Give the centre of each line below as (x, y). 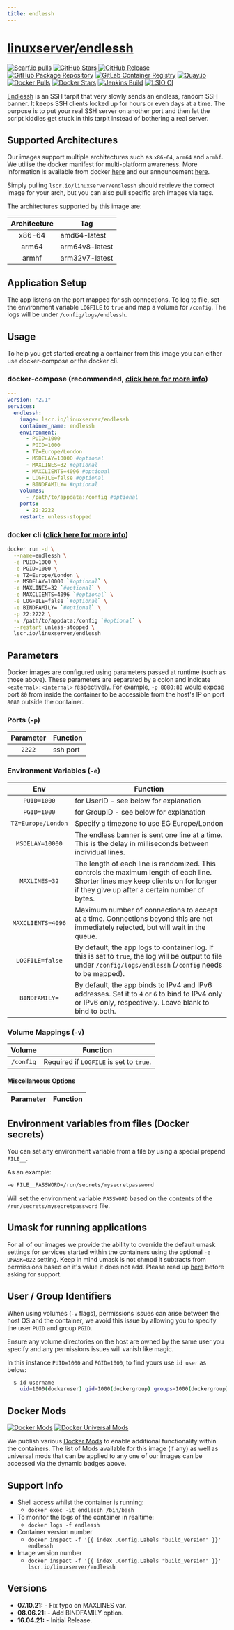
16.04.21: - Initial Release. (55, 1620)
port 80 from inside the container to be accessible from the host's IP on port (116, 694)
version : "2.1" (29, 400)
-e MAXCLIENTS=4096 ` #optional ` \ (63, 595)
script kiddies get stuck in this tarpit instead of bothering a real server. (108, 118)
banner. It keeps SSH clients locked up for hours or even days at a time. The (116, 103)
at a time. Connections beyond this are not (143, 918)
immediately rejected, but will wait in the (140, 927)
